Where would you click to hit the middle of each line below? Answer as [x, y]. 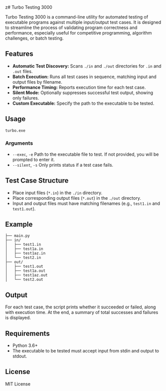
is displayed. [18, 318]
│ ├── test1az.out [27, 275]
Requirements [27, 333]
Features [19, 54]
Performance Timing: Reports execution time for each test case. [79, 87]
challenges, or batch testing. [34, 38]
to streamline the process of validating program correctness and [71, 28]
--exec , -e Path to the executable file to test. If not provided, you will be [85, 154]
